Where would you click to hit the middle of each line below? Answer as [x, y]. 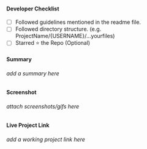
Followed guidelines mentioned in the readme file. [78, 22]
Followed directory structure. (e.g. [58, 29]
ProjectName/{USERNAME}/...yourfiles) [65, 36]
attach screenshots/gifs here [43, 106]
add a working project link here [46, 139]
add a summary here [33, 73]
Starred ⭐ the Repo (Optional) [53, 43]
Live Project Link [28, 125]
